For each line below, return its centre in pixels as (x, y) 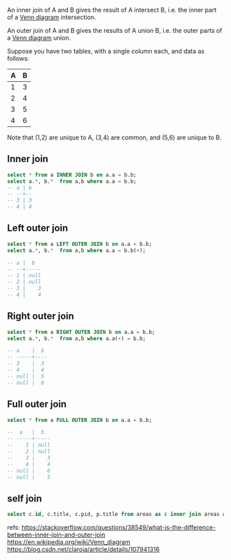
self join (25, 499)
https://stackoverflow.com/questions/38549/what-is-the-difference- (119, 528)
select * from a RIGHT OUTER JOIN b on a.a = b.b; (81, 332)
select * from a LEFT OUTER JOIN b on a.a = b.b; (80, 244)
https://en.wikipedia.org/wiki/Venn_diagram (69, 542)
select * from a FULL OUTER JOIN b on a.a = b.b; (80, 420)
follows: (18, 58)
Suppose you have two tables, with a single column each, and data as (106, 51)
